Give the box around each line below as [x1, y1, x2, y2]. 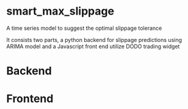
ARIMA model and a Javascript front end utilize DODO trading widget [6, 43, 180, 50]
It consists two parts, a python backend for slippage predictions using [6, 36, 182, 43]
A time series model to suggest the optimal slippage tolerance [6, 24, 162, 32]
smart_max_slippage [6, 4, 115, 18]
